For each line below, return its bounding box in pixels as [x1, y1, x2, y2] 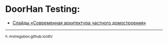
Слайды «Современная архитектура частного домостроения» [12, 20, 146, 26]
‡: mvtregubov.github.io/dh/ [5, 34, 53, 39]
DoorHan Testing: [5, 3, 80, 15]
